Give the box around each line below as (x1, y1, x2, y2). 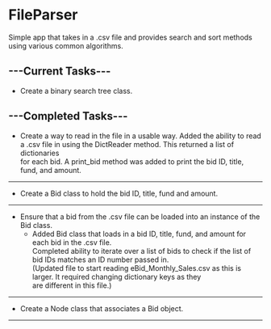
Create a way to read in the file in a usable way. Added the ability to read (19, 131, 262, 141)
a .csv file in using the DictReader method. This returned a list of (19, 139, 235, 149)
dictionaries (19, 148, 60, 158)
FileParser (8, 6, 78, 24)
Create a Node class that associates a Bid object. (19, 303, 184, 313)
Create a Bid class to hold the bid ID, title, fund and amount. (19, 188, 219, 198)
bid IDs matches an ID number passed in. (31, 255, 169, 264)
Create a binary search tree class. (19, 86, 133, 95)
